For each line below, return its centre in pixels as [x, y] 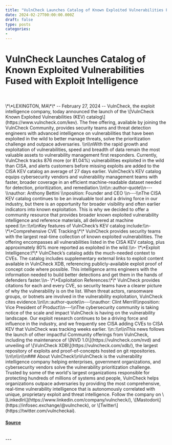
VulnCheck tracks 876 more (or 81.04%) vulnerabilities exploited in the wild [85, 160]
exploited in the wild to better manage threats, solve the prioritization [78, 138]
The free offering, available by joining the [123, 122]
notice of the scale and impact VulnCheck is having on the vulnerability [80, 312]
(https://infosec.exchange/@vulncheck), [48, 405]
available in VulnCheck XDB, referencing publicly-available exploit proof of [84, 264]
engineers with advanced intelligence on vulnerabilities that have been [80, 133]
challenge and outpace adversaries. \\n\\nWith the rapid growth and [77, 144]
